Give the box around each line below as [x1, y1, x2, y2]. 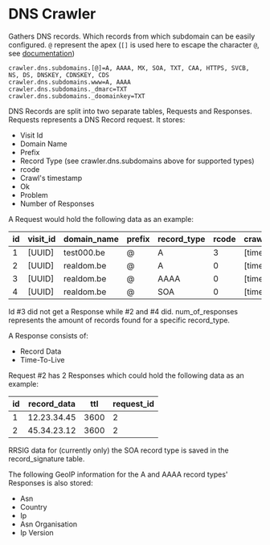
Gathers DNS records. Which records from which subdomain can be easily [8, 31, 256, 41]
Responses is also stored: [8, 477, 94, 487]
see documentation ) [8, 48, 75, 58]
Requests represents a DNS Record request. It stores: [8, 114, 186, 125]
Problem [19, 190, 48, 199]
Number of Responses [19, 199, 95, 208]
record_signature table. [8, 453, 85, 463]
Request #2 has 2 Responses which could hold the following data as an [8, 371, 245, 380]
